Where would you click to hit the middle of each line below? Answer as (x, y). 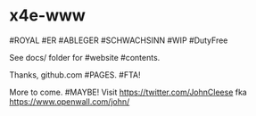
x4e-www (48, 16)
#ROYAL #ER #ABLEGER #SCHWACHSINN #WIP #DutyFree (119, 40)
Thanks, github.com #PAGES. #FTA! (75, 75)
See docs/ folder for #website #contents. (85, 57)
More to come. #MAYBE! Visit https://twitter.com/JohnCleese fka (128, 92)
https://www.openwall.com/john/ (70, 101)
